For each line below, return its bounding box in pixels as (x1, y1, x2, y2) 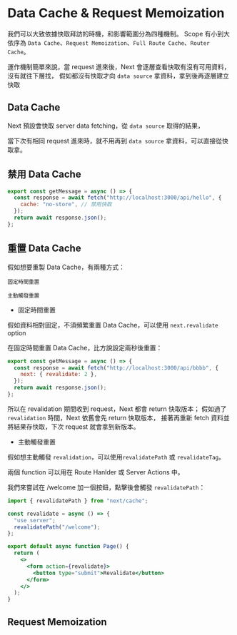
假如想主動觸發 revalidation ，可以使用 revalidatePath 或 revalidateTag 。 (7, 452, 226, 461)
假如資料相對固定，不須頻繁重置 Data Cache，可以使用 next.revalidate (7, 320, 219, 329)
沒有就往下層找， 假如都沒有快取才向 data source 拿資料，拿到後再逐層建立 (7, 71, 230, 80)
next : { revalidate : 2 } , (20, 371, 98, 378)
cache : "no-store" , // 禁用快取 (20, 201, 112, 208)
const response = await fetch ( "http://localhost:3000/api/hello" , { (14, 194, 222, 201)
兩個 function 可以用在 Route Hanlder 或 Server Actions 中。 (7, 467, 184, 476)
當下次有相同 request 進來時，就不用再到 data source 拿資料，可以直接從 (7, 136, 223, 145)
